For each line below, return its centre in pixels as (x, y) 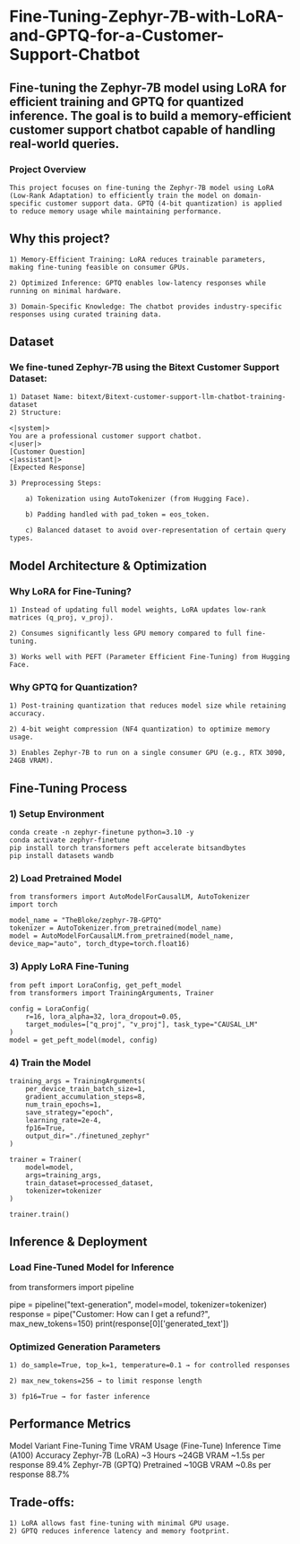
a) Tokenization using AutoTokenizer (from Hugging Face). (138, 499)
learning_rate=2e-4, (64, 1120)
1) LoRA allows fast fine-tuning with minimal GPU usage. (120, 1523)
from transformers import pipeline (72, 1287)
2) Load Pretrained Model (66, 878)
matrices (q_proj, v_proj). (62, 618)
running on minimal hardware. (66, 291)
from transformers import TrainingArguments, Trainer (112, 993)
